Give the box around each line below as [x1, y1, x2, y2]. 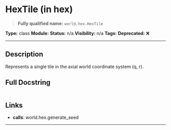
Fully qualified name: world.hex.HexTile [17, 20, 103, 26]
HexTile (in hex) [5, 4, 73, 15]
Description [5, 50, 43, 59]
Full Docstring [5, 78, 51, 87]
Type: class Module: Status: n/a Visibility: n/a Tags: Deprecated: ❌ [5, 30, 150, 36]
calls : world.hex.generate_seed [12, 114, 79, 120]
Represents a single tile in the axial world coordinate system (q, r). [5, 63, 144, 70]
